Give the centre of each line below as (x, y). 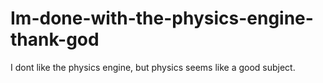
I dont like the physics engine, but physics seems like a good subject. (153, 67)
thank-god (55, 39)
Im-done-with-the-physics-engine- (162, 18)
